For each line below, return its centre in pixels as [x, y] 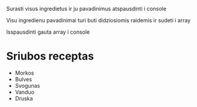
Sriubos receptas [50, 56]
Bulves [23, 79]
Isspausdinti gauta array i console [48, 32]
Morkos [24, 73]
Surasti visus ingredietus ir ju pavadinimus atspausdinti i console [86, 9]
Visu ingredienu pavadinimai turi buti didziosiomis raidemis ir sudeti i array [98, 20]
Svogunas [27, 85]
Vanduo [25, 92]
